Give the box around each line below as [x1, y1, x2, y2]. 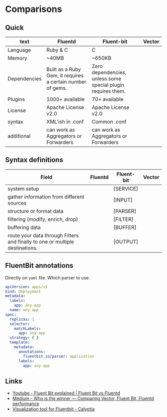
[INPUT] [113, 196, 133, 203]
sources [7, 200, 27, 207]
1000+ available [46, 96, 85, 103]
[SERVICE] [113, 185, 138, 192]
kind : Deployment [5, 289, 41, 294]
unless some [91, 75, 122, 82]
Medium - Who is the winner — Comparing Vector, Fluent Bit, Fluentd [12, 396, 154, 402]
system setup [7, 185, 39, 192]
